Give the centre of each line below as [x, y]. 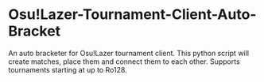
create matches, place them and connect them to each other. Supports [124, 61]
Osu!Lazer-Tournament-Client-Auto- [132, 15]
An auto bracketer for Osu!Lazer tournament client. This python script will [128, 53]
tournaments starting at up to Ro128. [68, 69]
